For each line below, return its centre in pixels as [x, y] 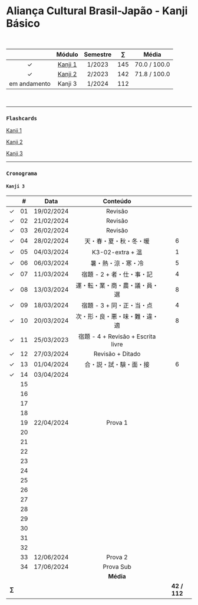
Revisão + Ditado [117, 354]
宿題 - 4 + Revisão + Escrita [117, 337]
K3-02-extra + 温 [117, 253]
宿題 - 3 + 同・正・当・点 [117, 306]
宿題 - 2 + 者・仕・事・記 [117, 274]
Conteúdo [117, 201]
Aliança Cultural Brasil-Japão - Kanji [97, 11]
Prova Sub [117, 567]
